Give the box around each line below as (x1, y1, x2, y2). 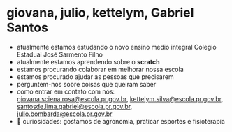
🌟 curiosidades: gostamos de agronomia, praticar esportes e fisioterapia (16, 117, 225, 125)
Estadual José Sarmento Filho (16, 50, 103, 59)
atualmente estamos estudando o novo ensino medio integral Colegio (16, 43, 217, 51)
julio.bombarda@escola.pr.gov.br (16, 110, 113, 118)
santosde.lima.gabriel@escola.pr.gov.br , (16, 102, 133, 110)
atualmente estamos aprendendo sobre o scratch (16, 57, 160, 66)
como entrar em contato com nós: (16, 87, 115, 96)
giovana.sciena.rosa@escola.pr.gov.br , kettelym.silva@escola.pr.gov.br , (16, 94, 224, 103)
